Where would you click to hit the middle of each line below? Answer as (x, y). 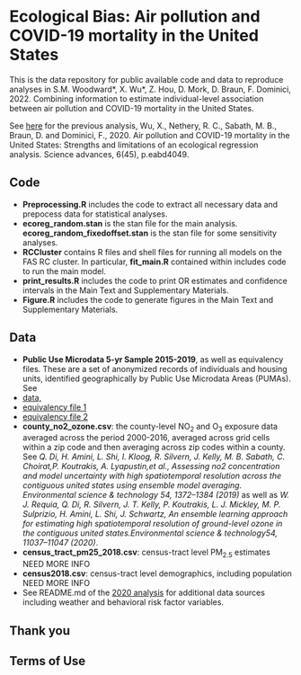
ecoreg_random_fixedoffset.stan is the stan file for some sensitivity (149, 233)
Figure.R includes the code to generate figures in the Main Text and (148, 299)
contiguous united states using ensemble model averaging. (132, 485)
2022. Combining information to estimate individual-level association (137, 98)
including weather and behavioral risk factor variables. (123, 602)
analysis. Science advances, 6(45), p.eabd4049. (99, 154)
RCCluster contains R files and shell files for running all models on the (152, 252)
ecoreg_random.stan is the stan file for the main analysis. (130, 223)
